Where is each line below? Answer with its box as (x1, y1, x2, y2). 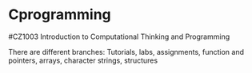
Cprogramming (8, 6, 112, 24)
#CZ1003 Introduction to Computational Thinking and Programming (8, 32, 230, 41)
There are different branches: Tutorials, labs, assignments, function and (8, 47, 245, 56)
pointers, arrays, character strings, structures (8, 56, 158, 65)
